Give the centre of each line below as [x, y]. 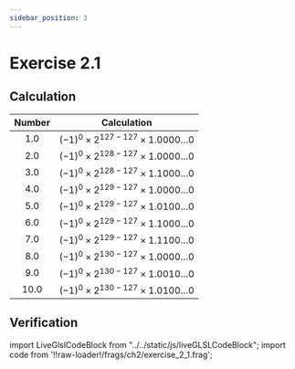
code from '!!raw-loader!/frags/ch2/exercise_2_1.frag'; [111, 354]
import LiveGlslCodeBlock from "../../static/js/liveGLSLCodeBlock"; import [147, 344]
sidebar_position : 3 [49, 18]
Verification [44, 323]
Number [32, 122]
